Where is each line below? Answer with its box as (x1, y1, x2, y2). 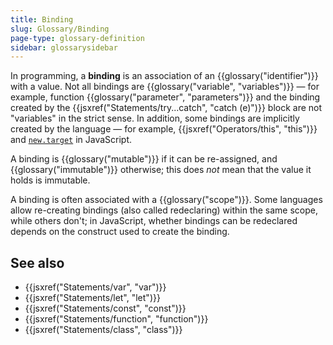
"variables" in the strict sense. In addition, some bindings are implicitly (10, 112, 300, 125)
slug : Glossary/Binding (10, 24, 110, 34)
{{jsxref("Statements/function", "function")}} (24, 313, 209, 325)
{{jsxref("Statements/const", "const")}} (24, 302, 187, 315)
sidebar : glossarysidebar (10, 42, 118, 53)
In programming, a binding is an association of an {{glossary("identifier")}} (10, 70, 319, 82)
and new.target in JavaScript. (10, 134, 133, 146)
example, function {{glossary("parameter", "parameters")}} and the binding (10, 91, 321, 103)
